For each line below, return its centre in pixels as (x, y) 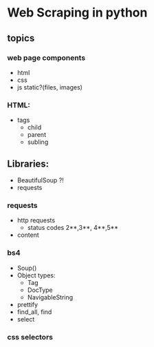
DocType (40, 290)
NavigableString (50, 297)
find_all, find (34, 312)
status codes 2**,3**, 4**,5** (73, 228)
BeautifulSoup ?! (40, 180)
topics (21, 38)
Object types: (36, 275)
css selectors (30, 337)
